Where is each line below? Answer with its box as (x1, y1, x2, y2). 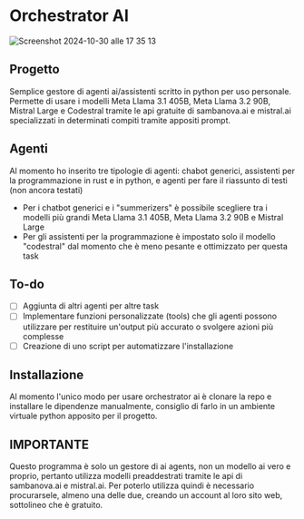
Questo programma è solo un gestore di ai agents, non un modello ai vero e (9, 461, 291, 472)
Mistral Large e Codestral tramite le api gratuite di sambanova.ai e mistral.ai (9, 105, 292, 116)
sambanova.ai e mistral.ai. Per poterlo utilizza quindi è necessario (9, 480, 255, 491)
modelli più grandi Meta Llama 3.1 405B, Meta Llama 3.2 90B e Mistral (22, 211, 284, 222)
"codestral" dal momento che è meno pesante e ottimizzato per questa (22, 240, 289, 251)
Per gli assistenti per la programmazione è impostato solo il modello (22, 230, 276, 241)
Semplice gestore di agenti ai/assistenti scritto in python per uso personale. (9, 85, 292, 96)
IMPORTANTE (9, 436, 89, 452)
